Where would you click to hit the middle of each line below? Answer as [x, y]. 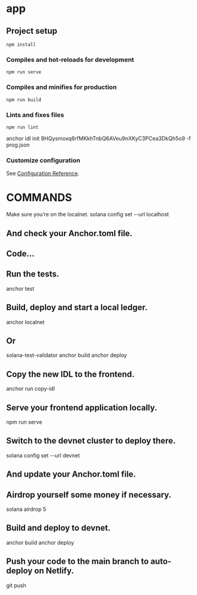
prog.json [18, 145]
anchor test [20, 288]
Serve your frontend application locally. [82, 407]
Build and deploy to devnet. [58, 528]
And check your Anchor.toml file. [69, 233]
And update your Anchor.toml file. [71, 474]
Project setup [32, 31]
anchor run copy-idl [31, 389]
